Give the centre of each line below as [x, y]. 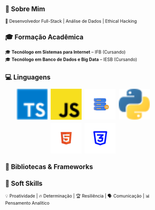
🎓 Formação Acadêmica [44, 37]
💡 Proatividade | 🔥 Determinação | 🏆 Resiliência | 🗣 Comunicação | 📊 [77, 196]
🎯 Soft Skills [24, 184]
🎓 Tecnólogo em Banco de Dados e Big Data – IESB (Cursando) [71, 59]
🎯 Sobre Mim [25, 9]
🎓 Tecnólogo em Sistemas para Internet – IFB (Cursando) [65, 52]
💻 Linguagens [28, 77]
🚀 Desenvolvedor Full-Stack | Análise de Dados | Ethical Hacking [71, 21]
